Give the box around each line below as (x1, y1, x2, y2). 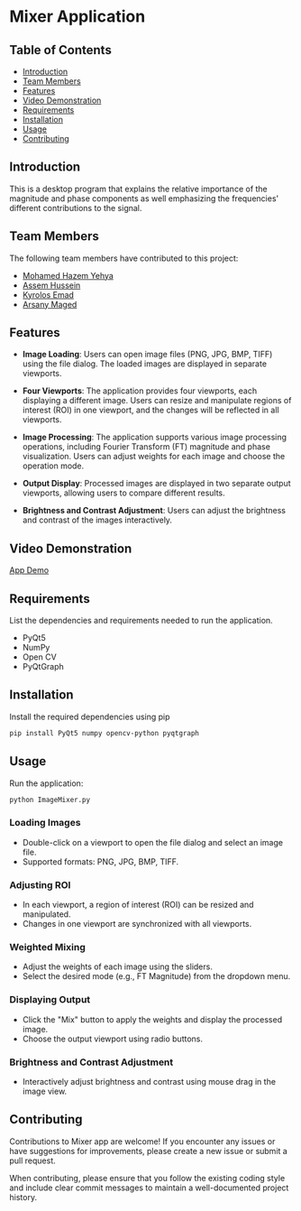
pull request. (9, 1155, 56, 1166)
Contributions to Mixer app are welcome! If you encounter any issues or (9, 1135, 276, 1147)
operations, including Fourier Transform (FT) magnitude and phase (22, 441, 270, 452)
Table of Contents (9, 42, 113, 58)
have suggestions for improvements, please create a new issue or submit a (9, 1145, 288, 1156)
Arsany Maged (22, 299, 78, 310)
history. (9, 1191, 38, 1202)
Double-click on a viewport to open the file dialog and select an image (22, 837, 284, 847)
